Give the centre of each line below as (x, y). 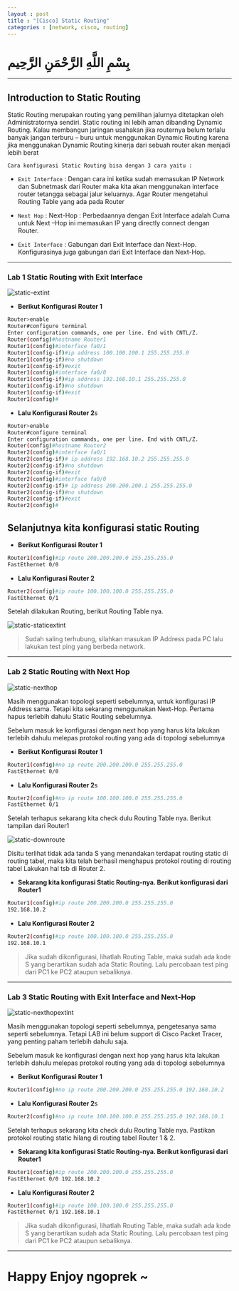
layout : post (28, 14)
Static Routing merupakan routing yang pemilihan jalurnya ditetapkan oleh (116, 115)
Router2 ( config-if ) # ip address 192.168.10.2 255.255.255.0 (99, 459)
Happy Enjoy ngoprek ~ (78, 1276)
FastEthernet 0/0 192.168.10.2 (54, 1179)
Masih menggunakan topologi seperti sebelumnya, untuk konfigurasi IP (111, 701)
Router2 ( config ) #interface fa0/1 (57, 453)
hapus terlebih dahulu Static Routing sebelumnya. (80, 716)
